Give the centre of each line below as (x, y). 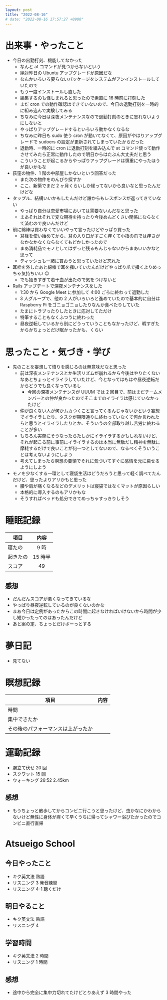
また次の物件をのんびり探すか (50, 180)
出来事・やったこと (45, 45)
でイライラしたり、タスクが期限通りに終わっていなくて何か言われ (87, 417)
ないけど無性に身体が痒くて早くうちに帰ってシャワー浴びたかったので (84, 817)
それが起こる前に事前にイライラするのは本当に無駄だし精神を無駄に (90, 442)
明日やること (25, 906)
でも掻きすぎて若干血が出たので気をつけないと (68, 280)
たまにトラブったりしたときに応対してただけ (66, 311)
